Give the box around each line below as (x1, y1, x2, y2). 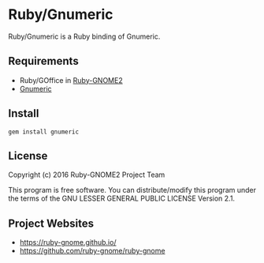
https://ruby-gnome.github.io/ (19, 238, 117, 247)
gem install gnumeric (8, 128, 80, 136)
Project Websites (8, 216, 95, 230)
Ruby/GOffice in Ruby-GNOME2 (19, 75, 124, 85)
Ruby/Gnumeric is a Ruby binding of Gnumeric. (8, 32, 161, 41)
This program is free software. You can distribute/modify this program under (8, 186, 257, 195)
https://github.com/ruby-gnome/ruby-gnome (19, 246, 165, 256)
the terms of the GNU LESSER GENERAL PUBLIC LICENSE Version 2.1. (8, 193, 235, 203)
